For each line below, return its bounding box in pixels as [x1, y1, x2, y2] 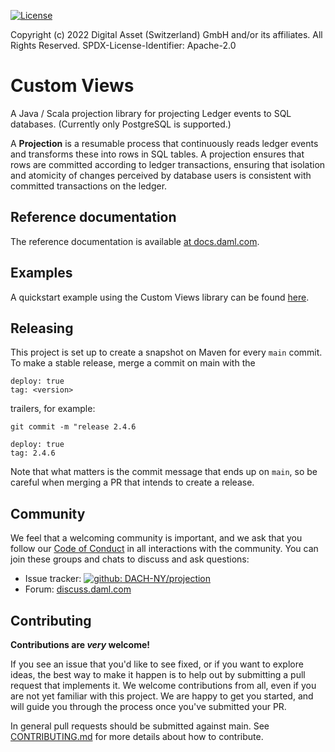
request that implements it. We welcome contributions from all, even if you [10, 680, 317, 691]
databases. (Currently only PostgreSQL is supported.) [10, 118, 232, 130]
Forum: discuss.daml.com [24, 583, 132, 595]
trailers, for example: [10, 403, 96, 415]
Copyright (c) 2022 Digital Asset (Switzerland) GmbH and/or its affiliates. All [10, 29, 323, 40]
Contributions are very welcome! [10, 639, 151, 650]
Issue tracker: [24, 573, 82, 585]
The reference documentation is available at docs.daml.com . [10, 235, 260, 247]
